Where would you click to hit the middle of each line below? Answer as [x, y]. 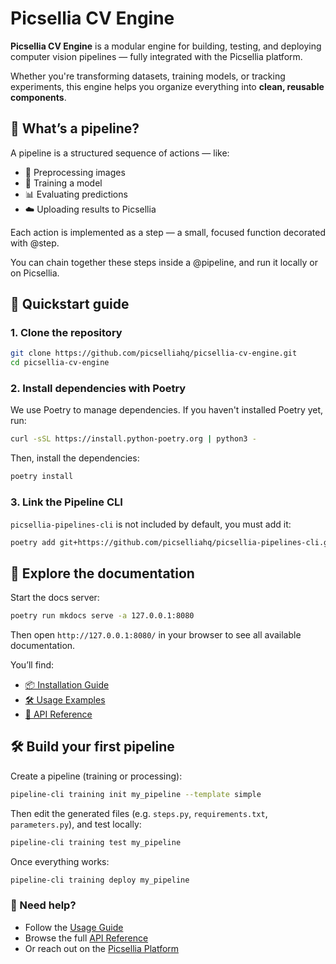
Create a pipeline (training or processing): [96, 776]
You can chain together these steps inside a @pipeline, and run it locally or [164, 262]
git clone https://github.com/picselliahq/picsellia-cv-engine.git [154, 353]
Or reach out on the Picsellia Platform [102, 948]
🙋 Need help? [43, 905]
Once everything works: [60, 861]
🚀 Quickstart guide [70, 304]
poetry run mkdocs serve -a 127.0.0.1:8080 [102, 616]
